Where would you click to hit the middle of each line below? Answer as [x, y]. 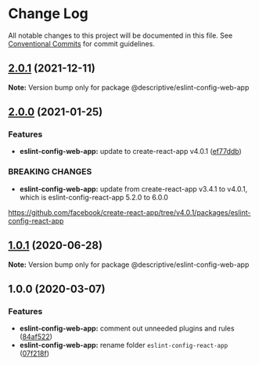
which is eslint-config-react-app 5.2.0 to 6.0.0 [94, 197]
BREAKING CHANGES [50, 172]
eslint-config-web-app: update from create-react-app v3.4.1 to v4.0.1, [133, 188]
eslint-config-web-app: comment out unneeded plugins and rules [127, 328]
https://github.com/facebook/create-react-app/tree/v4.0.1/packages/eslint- [130, 212]
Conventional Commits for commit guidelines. [81, 43]
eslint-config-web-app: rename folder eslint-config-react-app [124, 345]
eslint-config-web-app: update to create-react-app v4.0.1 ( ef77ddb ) [131, 151]
